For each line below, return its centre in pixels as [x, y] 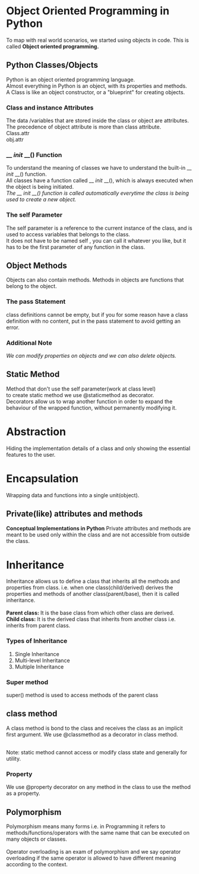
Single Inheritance [37, 654]
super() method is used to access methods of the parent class [82, 695]
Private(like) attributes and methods [75, 514]
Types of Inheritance [37, 641]
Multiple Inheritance [39, 667]
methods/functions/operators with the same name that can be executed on [98, 833]
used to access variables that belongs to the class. [68, 234]
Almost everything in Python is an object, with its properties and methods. [97, 86]
